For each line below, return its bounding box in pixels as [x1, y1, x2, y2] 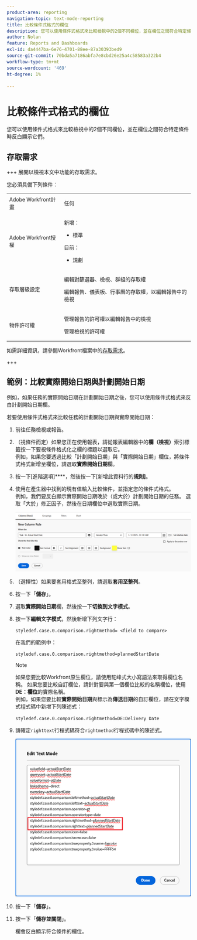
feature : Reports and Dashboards [6, 40, 88, 46]
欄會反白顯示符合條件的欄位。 [15, 928, 87, 935]
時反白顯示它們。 [6, 133, 48, 140]
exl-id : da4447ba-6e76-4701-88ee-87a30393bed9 [6, 47, 122, 53]
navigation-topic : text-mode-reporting [6, 15, 104, 22]
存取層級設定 [9, 286, 40, 293]
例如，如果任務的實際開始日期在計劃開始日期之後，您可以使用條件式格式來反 [6, 393, 191, 401]
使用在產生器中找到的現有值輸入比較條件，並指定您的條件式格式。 [15, 485, 174, 492]
